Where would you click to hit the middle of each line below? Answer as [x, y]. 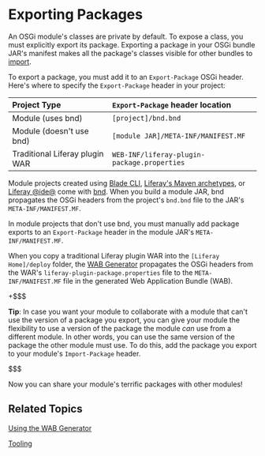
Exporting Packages [76, 15]
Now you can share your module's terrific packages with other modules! [125, 384]
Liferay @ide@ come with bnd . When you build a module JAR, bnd [116, 191]
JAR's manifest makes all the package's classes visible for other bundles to [131, 53]
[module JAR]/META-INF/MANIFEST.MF [179, 136]
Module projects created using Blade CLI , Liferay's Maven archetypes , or [127, 183]
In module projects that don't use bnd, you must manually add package [124, 224]
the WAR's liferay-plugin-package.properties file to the [101, 272]
